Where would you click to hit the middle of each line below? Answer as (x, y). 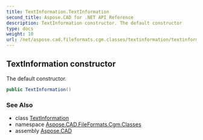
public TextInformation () (39, 90)
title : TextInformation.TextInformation (58, 12)
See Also (20, 105)
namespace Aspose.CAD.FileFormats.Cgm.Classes (78, 124)
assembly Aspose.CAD (43, 130)
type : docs (20, 29)
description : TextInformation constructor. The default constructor (94, 23)
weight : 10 (20, 34)
